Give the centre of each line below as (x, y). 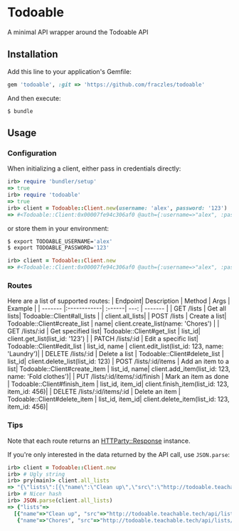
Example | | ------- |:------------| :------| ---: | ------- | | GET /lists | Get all (117, 309)
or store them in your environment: (58, 228)
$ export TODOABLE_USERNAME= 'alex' (60, 241)
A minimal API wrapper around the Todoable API (78, 32)
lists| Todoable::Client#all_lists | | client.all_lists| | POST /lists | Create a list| (117, 316)
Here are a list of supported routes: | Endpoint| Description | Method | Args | (119, 301)
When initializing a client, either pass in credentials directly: (94, 168)
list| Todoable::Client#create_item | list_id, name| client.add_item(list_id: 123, (119, 369)
